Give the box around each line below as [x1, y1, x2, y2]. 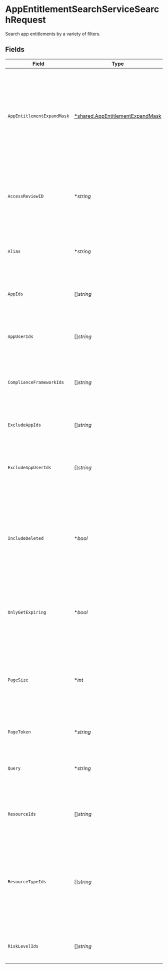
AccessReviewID [7, 193, 44, 199]
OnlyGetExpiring [7, 609, 46, 615]
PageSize [7, 677, 28, 683]
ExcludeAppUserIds [7, 465, 51, 470]
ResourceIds [7, 811, 36, 817]
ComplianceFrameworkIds [7, 379, 64, 385]
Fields [5, 45, 25, 54]
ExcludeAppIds [7, 422, 41, 428]
